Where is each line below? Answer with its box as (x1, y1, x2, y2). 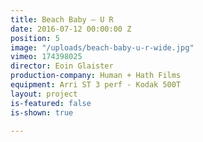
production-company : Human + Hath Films (10, 71, 182, 81)
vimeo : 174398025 (10, 52, 83, 62)
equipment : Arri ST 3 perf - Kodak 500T (10, 80, 182, 90)
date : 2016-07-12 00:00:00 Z (10, 24, 132, 34)
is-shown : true (10, 107, 74, 118)
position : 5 (10, 33, 60, 43)
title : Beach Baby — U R (10, 14, 114, 25)
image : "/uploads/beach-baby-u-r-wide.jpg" (10, 42, 195, 53)
